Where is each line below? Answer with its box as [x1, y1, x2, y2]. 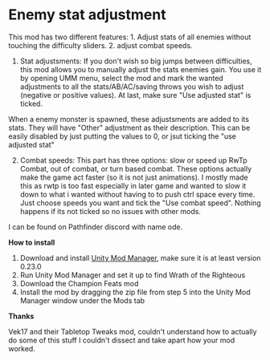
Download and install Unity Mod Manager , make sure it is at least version [19, 253, 261, 262]
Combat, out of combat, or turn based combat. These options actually [19, 164, 252, 173]
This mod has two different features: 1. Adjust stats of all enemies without [8, 32, 252, 42]
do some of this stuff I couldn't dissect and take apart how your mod [8, 335, 235, 345]
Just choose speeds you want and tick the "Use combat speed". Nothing [19, 198, 261, 208]
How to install [8, 237, 55, 247]
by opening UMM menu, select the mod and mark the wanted [19, 73, 223, 83]
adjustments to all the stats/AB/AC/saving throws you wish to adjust [19, 82, 244, 91]
